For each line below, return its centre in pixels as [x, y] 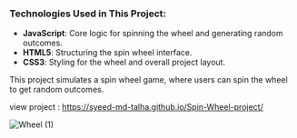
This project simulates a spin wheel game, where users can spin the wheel [148, 80]
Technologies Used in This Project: [88, 14]
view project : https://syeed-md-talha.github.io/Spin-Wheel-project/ [136, 107]
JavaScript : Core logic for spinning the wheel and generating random [153, 34]
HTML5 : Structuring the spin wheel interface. [107, 53]
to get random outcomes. [57, 90]
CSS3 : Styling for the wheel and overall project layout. [124, 63]
